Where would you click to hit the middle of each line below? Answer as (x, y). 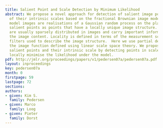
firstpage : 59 (19, 77)
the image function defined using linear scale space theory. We (77, 46)
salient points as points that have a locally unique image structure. (83, 28)
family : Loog (23, 109)
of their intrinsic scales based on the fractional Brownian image (79, 18)
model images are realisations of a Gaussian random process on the (80, 23)
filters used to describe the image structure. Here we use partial (81, 41)
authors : (14, 91)
